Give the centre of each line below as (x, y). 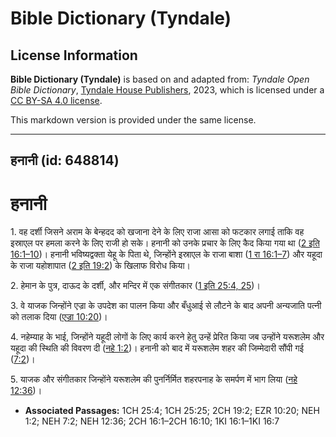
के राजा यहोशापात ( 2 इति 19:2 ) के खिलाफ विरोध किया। (100, 266)
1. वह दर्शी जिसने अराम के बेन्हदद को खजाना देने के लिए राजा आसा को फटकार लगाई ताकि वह (157, 232)
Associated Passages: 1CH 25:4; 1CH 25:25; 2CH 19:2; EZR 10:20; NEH (172, 411)
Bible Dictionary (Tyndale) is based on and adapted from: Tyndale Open (160, 79)
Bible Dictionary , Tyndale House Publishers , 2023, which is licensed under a (167, 90)
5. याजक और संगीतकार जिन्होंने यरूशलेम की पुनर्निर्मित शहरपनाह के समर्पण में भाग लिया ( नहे (154, 379)
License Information (74, 55)
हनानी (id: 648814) (65, 160)
